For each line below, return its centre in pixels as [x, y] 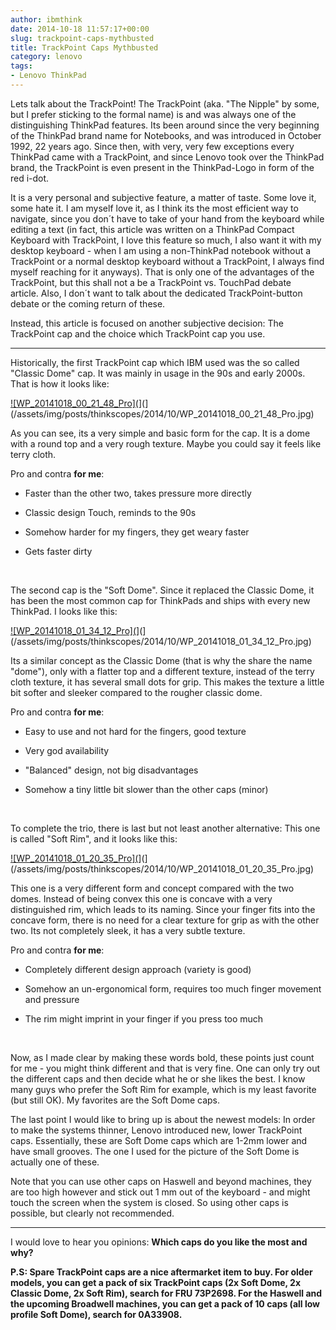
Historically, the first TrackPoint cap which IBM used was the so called [155, 362]
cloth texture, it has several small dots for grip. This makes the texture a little [167, 682]
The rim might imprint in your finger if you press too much [144, 1018]
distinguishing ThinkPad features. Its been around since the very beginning [165, 125]
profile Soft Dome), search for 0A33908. [96, 1314]
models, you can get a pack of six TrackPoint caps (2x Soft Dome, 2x [156, 1282]
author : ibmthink [46, 19]
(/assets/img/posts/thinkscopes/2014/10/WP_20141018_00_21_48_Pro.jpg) [162, 413]
